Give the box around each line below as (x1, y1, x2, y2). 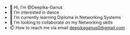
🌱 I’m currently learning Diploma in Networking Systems (9, 15, 121, 20)
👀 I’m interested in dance (9, 9, 59, 15)
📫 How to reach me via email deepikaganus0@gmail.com (9, 25, 125, 30)
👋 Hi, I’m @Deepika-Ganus (9, 5, 63, 10)
